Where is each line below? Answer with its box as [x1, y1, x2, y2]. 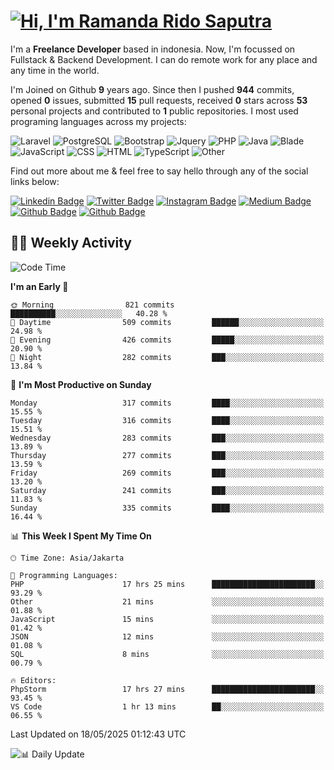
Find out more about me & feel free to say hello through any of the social [10, 165, 309, 177]
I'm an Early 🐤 [10, 280, 69, 292]
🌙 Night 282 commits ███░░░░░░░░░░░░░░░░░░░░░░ [10, 352, 325, 362]
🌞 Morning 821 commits [10, 300, 175, 310]
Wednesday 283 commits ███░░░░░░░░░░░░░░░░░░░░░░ [10, 433, 325, 443]
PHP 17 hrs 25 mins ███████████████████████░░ [10, 579, 325, 589]
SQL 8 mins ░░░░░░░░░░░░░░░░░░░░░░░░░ [10, 649, 325, 659]
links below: [10, 175, 60, 187]
